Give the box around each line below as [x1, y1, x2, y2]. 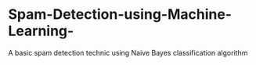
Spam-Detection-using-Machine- [8, 5, 233, 23]
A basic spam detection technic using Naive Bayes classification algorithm [8, 48, 248, 57]
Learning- [8, 22, 74, 40]
